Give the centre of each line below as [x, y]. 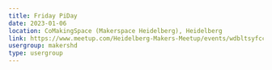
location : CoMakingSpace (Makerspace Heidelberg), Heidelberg [115, 31]
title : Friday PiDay [43, 16]
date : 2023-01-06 [38, 23]
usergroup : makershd [43, 46]
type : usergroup [36, 53]
